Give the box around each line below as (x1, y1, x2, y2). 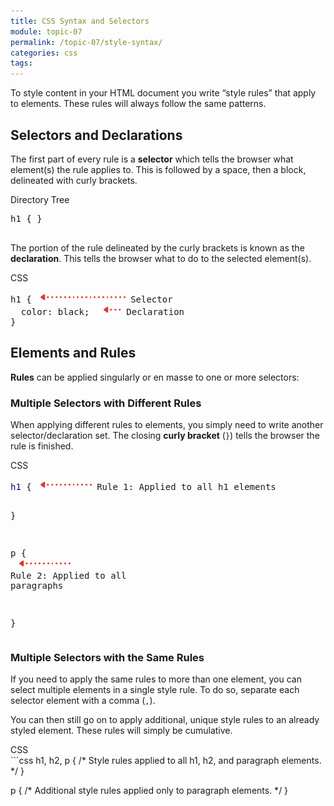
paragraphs (10, 580, 64, 592)
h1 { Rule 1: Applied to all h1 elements (10, 481, 277, 493)
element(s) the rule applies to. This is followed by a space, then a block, (10, 163, 307, 175)
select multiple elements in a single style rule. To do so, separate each (10, 684, 300, 696)
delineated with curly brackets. (10, 174, 138, 186)
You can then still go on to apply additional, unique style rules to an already (10, 714, 320, 726)
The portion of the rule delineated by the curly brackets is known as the (10, 241, 305, 254)
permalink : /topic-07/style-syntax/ (10, 37, 163, 47)
